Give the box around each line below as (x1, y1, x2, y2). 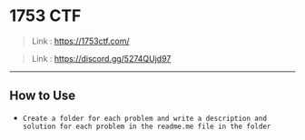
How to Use (9, 88, 76, 104)
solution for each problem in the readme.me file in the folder (22, 122, 271, 131)
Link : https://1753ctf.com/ (31, 35, 130, 46)
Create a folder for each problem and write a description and (22, 114, 268, 123)
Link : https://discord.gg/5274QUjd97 (31, 53, 172, 64)
